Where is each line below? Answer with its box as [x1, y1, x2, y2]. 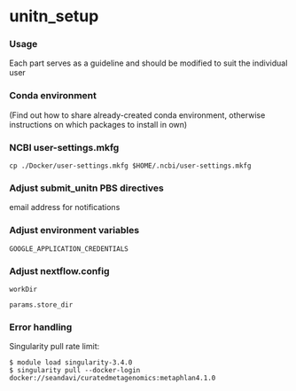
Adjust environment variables [9, 224, 140, 237]
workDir [9, 285, 38, 293]
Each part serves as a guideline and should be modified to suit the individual [9, 58, 288, 68]
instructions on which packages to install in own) [9, 119, 188, 129]
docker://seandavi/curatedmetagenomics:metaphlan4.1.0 [9, 374, 216, 383]
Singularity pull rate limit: [9, 341, 100, 352]
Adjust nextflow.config [9, 264, 110, 277]
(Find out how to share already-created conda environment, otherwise [9, 109, 266, 121]
